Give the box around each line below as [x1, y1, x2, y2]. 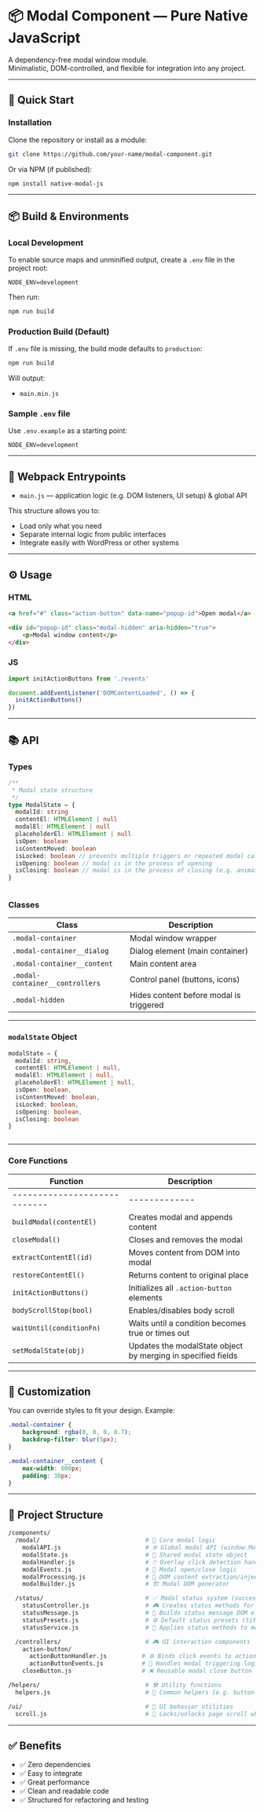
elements [128, 1292, 163, 1303]
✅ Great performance [19, 1777, 90, 1787]
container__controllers [12, 979, 101, 988]
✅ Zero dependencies [19, 1760, 91, 1770]
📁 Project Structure [8, 1508, 104, 1521]
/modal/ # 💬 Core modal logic [15, 1536, 216, 1545]
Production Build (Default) [8, 326, 110, 337]
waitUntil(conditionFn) [12, 1323, 101, 1333]
